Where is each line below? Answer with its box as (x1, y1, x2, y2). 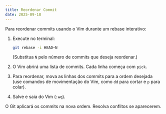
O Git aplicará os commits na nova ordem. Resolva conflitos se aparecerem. (5, 103, 161, 109)
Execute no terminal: (12, 35, 55, 41)
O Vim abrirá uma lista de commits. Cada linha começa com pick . (12, 63, 147, 70)
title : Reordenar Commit (5, 7, 57, 12)
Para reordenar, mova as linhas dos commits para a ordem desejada (12, 73, 153, 79)
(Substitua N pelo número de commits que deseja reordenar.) (12, 54, 137, 60)
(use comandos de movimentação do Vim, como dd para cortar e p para (12, 78, 160, 85)
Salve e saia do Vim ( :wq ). (12, 93, 66, 100)
